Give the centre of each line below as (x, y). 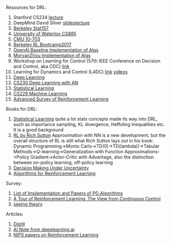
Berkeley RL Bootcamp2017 (42, 45)
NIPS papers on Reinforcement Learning (56, 235)
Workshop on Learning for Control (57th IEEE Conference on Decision (87, 61)
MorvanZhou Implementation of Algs (52, 55)
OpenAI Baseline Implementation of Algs (56, 50)
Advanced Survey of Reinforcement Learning (61, 99)
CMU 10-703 (27, 39)
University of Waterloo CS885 (45, 34)
